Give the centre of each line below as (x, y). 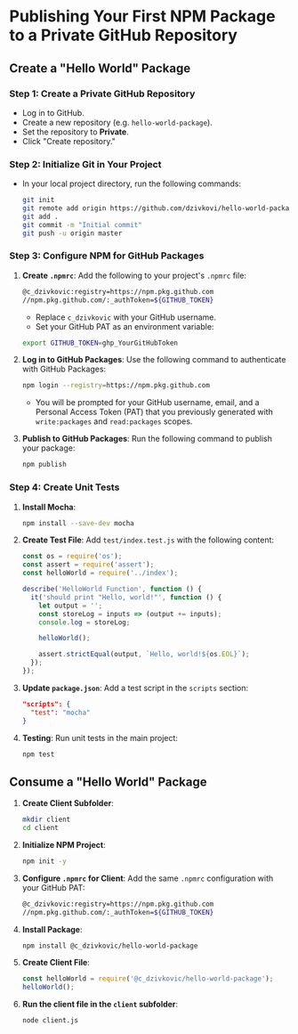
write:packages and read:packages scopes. (114, 421)
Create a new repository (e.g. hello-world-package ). (117, 122)
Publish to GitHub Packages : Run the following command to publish (147, 439)
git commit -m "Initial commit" (82, 224)
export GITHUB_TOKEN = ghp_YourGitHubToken (100, 343)
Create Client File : (56, 963)
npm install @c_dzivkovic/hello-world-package (110, 946)
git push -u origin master (72, 233)
